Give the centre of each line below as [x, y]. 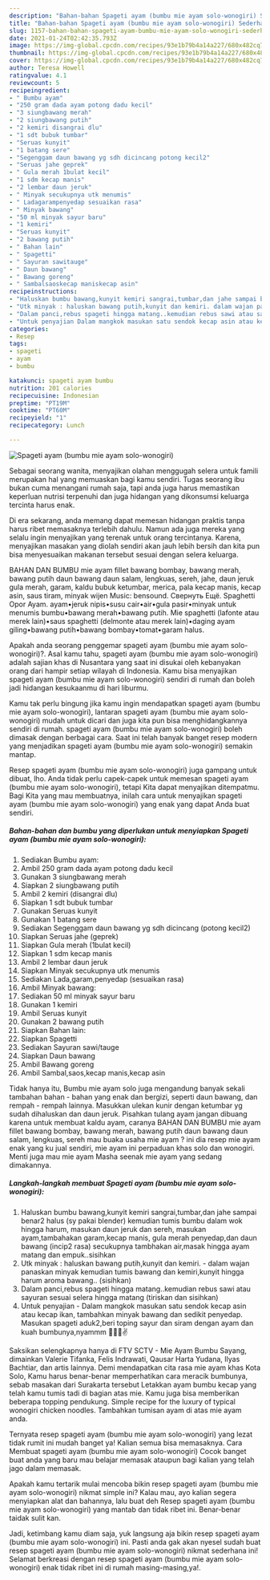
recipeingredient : [40, 90]
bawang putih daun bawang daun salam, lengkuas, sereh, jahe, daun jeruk [132, 578]
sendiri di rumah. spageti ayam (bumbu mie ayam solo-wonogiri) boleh [126, 729]
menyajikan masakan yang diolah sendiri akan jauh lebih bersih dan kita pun [135, 545]
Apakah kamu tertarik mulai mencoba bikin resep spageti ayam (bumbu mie [134, 1484]
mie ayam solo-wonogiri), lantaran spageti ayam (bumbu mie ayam [119, 711]
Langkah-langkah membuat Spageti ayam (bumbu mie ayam [113, 1183]
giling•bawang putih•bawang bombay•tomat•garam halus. [107, 630]
